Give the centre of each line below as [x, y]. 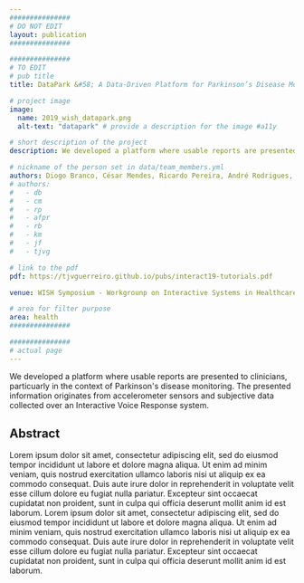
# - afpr [30, 218]
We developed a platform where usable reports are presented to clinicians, [148, 376]
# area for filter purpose [60, 309]
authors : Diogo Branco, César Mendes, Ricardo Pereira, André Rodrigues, [152, 176]
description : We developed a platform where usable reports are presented [153, 151]
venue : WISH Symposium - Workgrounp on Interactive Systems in [131, 292]
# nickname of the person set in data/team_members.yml [117, 167]
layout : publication [48, 34]
